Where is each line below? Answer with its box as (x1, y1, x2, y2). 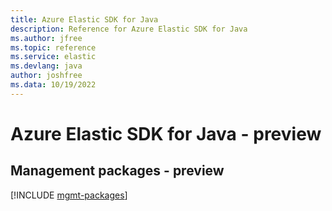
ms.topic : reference (10, 42, 97, 53)
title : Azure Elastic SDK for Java (10, 14, 159, 25)
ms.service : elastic (10, 52, 97, 62)
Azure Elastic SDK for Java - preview (10, 122, 322, 145)
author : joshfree (10, 71, 83, 81)
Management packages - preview (10, 162, 225, 180)
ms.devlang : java (10, 61, 83, 71)
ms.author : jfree (10, 33, 83, 43)
